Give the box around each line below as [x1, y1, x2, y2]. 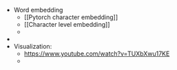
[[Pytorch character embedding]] [23, 13, 118, 21]
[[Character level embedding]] [23, 21, 110, 28]
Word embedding [13, 6, 63, 14]
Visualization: [13, 43, 52, 50]
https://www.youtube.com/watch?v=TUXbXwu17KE [23, 49, 170, 58]
